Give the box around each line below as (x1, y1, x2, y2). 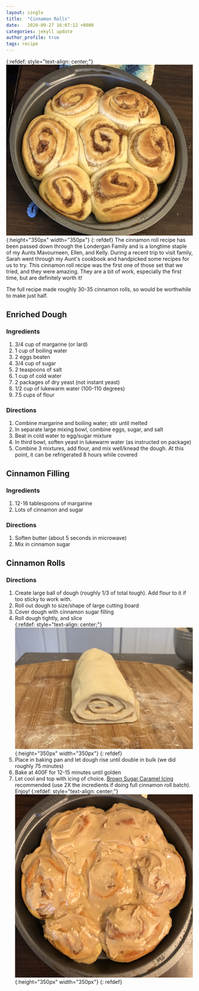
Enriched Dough (6, 309, 67, 319)
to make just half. (6, 292, 48, 300)
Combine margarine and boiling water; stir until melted (14, 420, 148, 427)
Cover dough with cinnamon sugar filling (14, 608, 114, 615)
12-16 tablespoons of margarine (14, 499, 93, 506)
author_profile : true (6, 34, 60, 41)
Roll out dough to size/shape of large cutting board (14, 602, 139, 609)
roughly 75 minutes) (14, 763, 64, 770)
